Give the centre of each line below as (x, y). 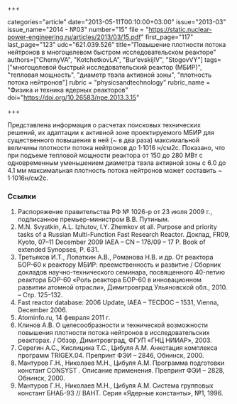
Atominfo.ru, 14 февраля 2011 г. (64, 318)
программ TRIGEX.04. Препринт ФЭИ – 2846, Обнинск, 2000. (111, 356)
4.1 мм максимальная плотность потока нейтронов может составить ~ (115, 170)
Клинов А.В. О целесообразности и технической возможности (112, 325)
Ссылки (22, 196)
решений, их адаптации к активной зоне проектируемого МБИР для (111, 133)
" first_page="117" (167, 37)
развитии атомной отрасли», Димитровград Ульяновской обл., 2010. (123, 287)
